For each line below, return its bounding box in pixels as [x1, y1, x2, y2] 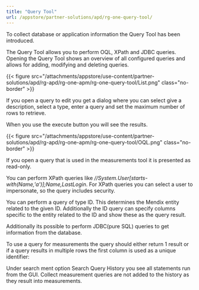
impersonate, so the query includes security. [6, 187, 116, 194]
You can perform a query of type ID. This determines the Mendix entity [6, 198, 179, 206]
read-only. [6, 163, 31, 170]
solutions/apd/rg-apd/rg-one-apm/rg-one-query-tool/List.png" [6, 78, 160, 86]
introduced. [6, 37, 34, 44]
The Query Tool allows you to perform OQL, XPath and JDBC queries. [6, 48, 176, 55]
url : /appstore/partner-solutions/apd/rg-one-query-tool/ [6, 14, 153, 20]
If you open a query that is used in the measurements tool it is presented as [6, 156, 191, 163]
